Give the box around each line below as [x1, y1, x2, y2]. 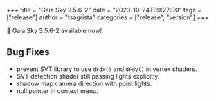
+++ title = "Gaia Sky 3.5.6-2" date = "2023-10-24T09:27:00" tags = [6, 6, 202, 14]
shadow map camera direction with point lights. [16, 79, 152, 88]
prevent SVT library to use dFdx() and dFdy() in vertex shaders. [16, 65, 197, 73]
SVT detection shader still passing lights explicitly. [16, 72, 160, 80]
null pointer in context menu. [16, 86, 98, 95]
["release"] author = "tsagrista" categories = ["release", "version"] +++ [6, 13, 209, 21]
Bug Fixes [6, 46, 50, 58]
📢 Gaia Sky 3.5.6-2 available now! [6, 27, 102, 34]
